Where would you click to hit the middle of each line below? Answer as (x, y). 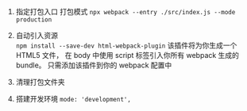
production (34, 20)
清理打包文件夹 (40, 82)
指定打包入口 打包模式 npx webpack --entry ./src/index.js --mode (125, 11)
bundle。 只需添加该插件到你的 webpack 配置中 (94, 65)
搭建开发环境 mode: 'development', (73, 99)
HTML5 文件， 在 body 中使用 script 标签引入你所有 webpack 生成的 (127, 55)
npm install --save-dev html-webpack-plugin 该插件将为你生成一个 (126, 45)
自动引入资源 (37, 35)
